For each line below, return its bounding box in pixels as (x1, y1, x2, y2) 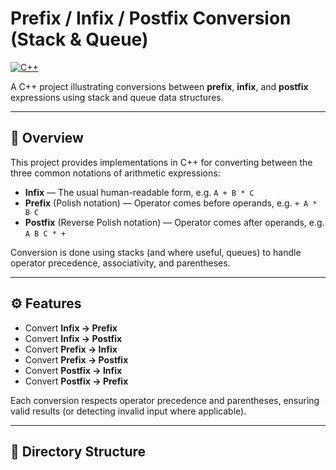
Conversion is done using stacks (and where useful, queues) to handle (10, 246, 302, 258)
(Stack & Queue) (10, 28, 149, 51)
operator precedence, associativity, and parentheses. (10, 257, 231, 269)
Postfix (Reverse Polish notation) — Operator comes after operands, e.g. (24, 216, 325, 228)
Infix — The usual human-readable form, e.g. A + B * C (24, 186, 255, 198)
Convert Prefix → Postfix (24, 353, 129, 366)
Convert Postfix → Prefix (24, 375, 129, 387)
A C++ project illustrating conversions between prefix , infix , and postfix (10, 80, 309, 92)
